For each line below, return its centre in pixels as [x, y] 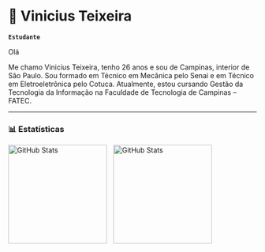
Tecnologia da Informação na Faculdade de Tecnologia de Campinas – [122, 92]
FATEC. [20, 100]
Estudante [24, 37]
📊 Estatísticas [36, 129]
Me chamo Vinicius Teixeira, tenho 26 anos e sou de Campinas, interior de [129, 67]
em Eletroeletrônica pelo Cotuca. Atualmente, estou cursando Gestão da [126, 84]
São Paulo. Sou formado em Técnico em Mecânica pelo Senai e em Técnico [131, 75]
